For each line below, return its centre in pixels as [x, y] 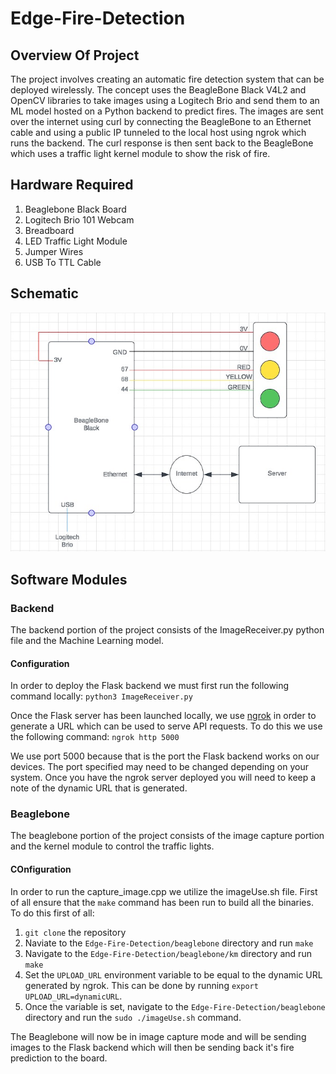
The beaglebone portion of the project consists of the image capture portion [167, 836]
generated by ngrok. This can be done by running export [141, 985]
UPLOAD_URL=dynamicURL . [73, 996]
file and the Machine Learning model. [87, 640]
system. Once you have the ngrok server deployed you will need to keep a [163, 778]
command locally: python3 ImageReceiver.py [101, 696]
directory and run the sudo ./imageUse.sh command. [133, 1017]
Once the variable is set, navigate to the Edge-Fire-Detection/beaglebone [175, 1006]
